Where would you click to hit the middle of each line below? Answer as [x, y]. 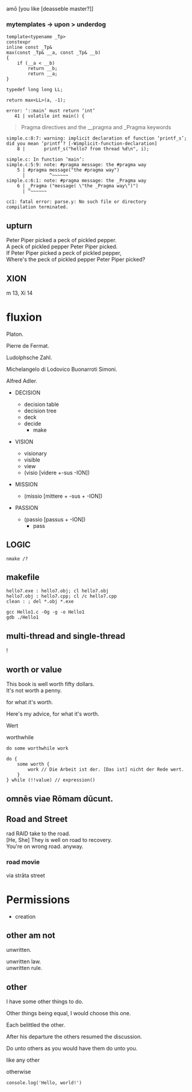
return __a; [43, 74]
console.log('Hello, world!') [44, 1083]
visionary [35, 453]
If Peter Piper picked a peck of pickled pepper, [64, 253]
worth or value [34, 670]
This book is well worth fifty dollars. [50, 684]
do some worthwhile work [37, 748]
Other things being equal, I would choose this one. [69, 1013]
